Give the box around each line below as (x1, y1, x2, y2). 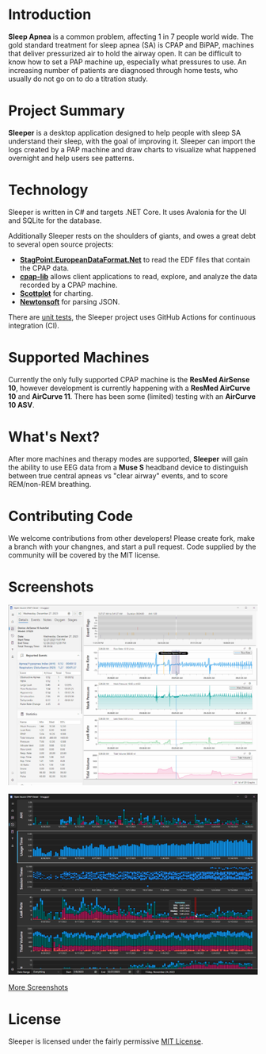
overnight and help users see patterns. (8, 153, 135, 163)
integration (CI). (8, 320, 59, 330)
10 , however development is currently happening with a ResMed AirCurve (8, 383, 251, 393)
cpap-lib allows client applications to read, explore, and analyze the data (19, 271, 257, 281)
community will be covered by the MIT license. (8, 550, 161, 560)
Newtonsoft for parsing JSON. (19, 297, 120, 306)
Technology (8, 181, 89, 199)
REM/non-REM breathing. (8, 479, 92, 489)
